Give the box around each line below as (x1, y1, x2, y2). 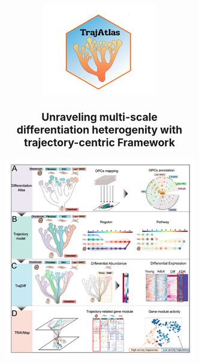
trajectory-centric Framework (23, 136, 176, 149)
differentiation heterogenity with (16, 123, 183, 137)
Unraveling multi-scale (41, 110, 158, 124)
